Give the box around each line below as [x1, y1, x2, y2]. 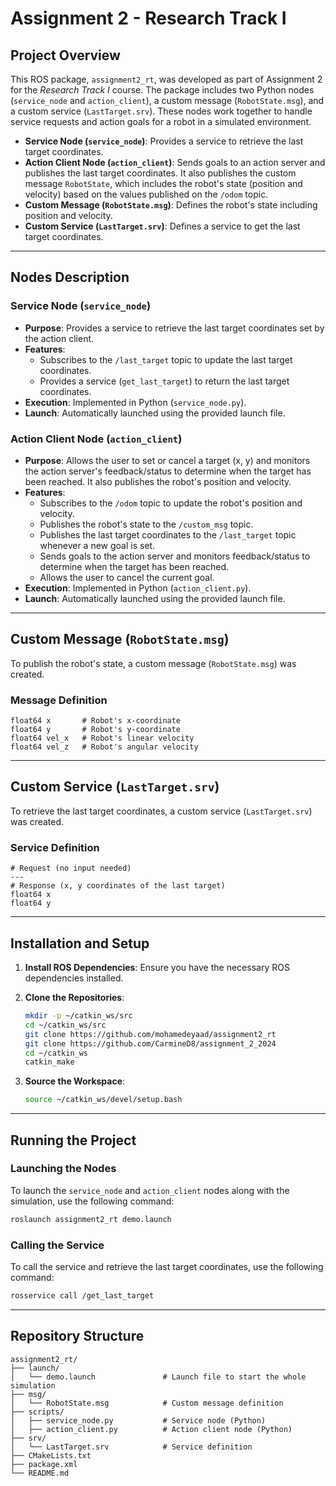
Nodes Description [10, 269, 130, 286]
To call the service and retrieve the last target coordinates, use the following [10, 1261, 324, 1272]
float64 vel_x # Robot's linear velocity [10, 733, 195, 744]
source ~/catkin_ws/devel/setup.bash [24, 1095, 183, 1105]
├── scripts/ [10, 1407, 65, 1417]
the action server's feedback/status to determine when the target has [24, 465, 312, 477]
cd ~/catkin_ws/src [24, 1020, 107, 1030]
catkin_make [24, 1057, 75, 1067]
